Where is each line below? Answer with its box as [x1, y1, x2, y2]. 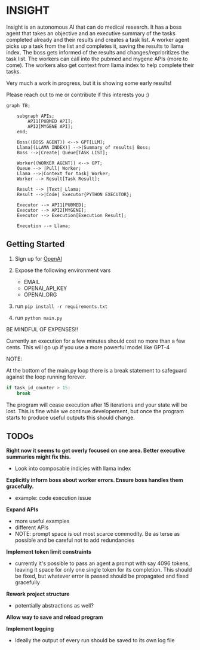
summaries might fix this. [6, 453, 71, 460]
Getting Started [6, 239, 65, 249]
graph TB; [6, 102, 31, 108]
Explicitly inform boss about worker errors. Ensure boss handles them [6, 477, 183, 484]
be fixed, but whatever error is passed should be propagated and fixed [14, 572, 189, 580]
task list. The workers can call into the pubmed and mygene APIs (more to [6, 55, 188, 62]
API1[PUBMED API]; [27, 118, 73, 124]
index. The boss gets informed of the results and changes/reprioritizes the [6, 48, 189, 56]
